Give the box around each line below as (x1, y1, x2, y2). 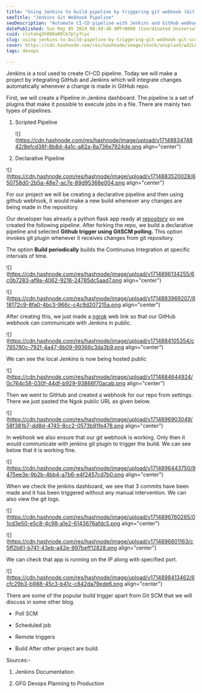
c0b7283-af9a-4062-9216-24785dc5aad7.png (6, 276, 122, 284)
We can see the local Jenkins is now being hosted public (6, 355, 147, 362)
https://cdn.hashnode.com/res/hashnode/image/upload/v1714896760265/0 (8, 513, 195, 521)
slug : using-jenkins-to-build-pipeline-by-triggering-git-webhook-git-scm (6, 37, 198, 43)
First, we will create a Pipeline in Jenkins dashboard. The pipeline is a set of (6, 94, 194, 101)
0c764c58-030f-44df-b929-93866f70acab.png (6, 379, 126, 386)
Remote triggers (14, 633, 55, 640)
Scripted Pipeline (14, 118, 58, 126)
